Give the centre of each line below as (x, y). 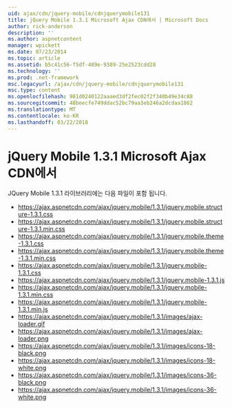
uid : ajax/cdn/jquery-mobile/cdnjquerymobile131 (79, 13)
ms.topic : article (34, 58)
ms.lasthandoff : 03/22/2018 (48, 122)
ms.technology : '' (34, 71)
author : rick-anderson (40, 26)
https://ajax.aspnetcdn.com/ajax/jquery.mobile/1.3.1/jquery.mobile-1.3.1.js (121, 280)
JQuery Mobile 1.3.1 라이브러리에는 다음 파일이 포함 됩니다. (87, 193)
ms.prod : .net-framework (43, 77)
